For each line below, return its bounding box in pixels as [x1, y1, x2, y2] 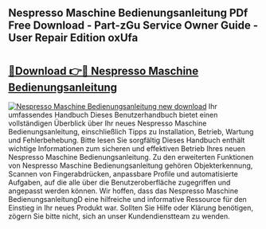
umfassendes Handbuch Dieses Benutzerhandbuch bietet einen [8, 111, 218, 119]
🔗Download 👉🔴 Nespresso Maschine [8, 64, 199, 78]
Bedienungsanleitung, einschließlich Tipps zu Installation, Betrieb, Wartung [8, 127, 254, 136]
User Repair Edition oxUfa [8, 31, 139, 45]
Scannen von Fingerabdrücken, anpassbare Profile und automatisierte [8, 169, 239, 178]
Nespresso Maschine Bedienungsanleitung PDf [8, 6, 248, 20]
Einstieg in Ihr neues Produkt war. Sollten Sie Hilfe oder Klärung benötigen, [8, 203, 253, 212]
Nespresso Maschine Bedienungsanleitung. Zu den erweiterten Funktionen [8, 153, 254, 161]
